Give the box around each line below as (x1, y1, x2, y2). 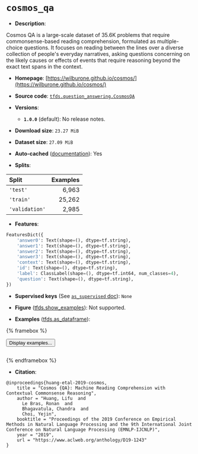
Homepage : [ (14, 74, 48, 82)
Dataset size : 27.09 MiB (14, 138, 74, 145)
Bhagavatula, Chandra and (21, 406, 89, 412)
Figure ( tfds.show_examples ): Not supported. (14, 303, 126, 311)
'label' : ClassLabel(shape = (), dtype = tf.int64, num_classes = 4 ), (17, 271, 179, 277)
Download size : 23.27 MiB (14, 127, 79, 134)
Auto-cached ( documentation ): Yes (14, 150, 103, 157)
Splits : (14, 161, 31, 168)
